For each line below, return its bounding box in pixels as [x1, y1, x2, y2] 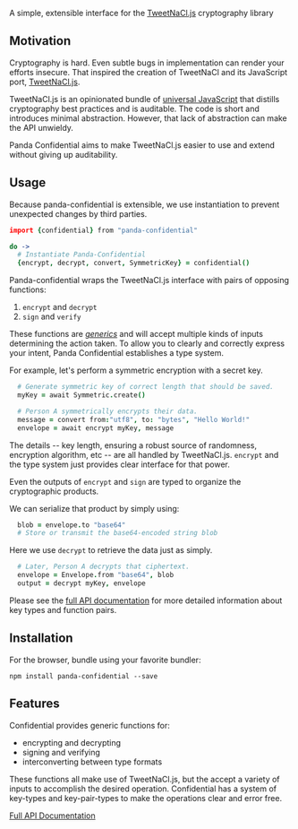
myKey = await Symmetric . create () [17, 391, 146, 400]
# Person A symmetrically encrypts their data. [17, 407, 199, 416]
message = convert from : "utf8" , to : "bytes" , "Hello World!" [17, 415, 251, 424]
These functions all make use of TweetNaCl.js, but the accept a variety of [9, 773, 280, 784]
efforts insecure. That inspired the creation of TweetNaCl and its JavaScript [9, 66, 288, 77]
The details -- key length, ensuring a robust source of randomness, [9, 439, 258, 451]
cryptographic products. [9, 486, 99, 497]
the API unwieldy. [9, 122, 74, 133]
